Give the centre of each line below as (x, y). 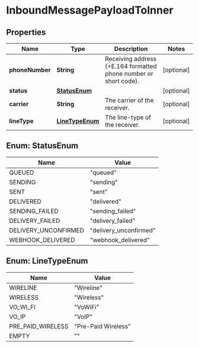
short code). (122, 81)
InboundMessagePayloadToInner (90, 10)
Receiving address (131, 59)
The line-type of (128, 117)
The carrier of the (129, 100)
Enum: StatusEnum (42, 146)
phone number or (129, 74)
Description (131, 49)
